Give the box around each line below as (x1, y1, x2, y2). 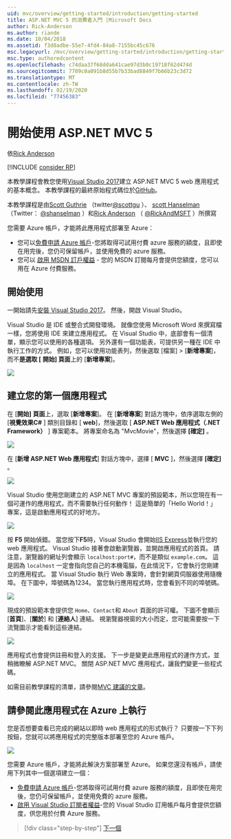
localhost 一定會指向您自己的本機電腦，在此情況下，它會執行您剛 (26, 561, 213, 569)
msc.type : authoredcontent (7, 55, 85, 62)
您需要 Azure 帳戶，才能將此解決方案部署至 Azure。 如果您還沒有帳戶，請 (7, 760, 217, 769)
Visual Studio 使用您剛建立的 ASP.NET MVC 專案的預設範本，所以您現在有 (7, 490, 217, 499)
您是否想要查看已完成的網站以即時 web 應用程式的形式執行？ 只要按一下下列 (7, 724, 223, 732)
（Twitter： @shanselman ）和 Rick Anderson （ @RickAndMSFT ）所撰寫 (7, 209, 217, 217)
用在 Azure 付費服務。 (16, 264, 80, 272)
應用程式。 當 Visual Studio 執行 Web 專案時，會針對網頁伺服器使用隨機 (19, 570, 222, 578)
